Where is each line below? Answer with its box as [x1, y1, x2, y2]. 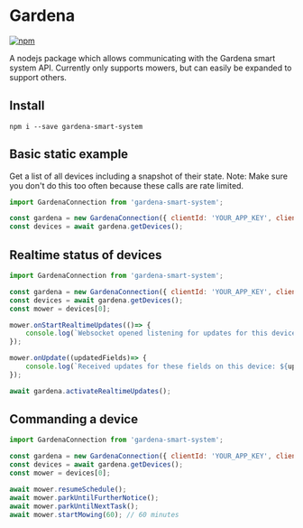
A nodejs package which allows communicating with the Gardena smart [9, 52, 276, 63]
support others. [9, 71, 68, 82]
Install [9, 98, 45, 114]
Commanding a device [9, 412, 138, 427]
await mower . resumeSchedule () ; [9, 485, 127, 494]
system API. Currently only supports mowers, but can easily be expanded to [9, 62, 292, 73]
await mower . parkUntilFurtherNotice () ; [9, 493, 160, 502]
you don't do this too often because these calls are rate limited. [9, 180, 244, 190]
